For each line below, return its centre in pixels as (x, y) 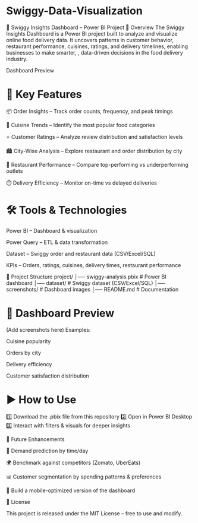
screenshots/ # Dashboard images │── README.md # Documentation (92, 289)
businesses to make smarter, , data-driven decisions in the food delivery (95, 52)
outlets (15, 171)
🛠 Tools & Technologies (67, 210)
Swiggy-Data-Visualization (74, 11)
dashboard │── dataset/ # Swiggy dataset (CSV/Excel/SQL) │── (86, 283)
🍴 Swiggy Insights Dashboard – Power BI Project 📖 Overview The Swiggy (95, 27)
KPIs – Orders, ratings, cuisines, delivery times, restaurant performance (94, 265)
